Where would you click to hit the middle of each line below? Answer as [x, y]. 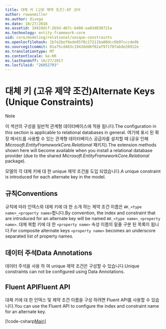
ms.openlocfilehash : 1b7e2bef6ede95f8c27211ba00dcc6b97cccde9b [72, 42]
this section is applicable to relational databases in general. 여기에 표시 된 [80, 133]
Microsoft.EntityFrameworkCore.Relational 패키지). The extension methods [81, 145]
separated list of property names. [39, 236]
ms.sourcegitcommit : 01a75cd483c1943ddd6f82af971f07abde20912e [72, 47]
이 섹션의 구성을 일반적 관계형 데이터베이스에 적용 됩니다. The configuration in [81, 126]
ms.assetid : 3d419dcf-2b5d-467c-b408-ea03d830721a [59, 28]
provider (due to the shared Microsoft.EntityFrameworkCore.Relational [77, 156]
